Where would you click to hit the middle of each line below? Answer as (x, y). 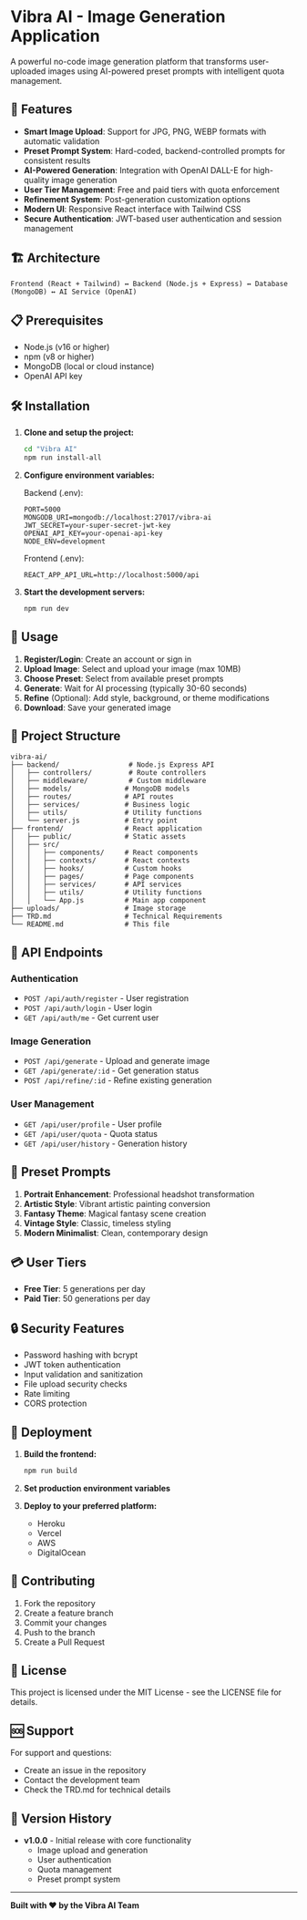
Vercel (49, 1533)
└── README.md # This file (90, 924)
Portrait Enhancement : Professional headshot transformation (139, 1194)
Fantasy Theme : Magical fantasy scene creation (115, 1213)
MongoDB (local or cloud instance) (89, 366)
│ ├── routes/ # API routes (92, 797)
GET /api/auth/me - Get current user (91, 1017)
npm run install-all (62, 458)
